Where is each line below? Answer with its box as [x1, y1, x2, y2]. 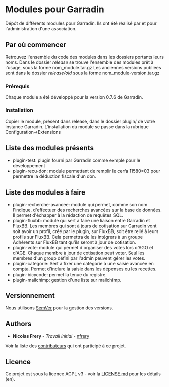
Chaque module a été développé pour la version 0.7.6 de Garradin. [5, 94, 143, 100]
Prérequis [5, 83, 30, 90]
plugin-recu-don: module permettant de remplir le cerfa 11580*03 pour [12, 168, 160, 174]
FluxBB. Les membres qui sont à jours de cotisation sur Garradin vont [12, 223, 157, 229]
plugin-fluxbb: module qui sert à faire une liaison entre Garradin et [12, 217, 150, 223]
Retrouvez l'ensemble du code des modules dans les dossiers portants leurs [5, 54, 164, 60]
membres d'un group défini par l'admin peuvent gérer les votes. [12, 255, 145, 261]
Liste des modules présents [5, 143, 94, 152]
